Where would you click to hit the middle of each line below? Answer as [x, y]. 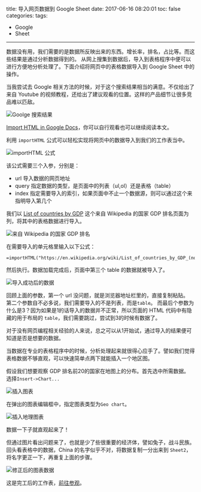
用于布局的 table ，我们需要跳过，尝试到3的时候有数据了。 [89, 318]
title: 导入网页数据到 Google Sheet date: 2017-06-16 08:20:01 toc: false [94, 9]
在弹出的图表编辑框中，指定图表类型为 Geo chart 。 [68, 404]
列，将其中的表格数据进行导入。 [45, 221]
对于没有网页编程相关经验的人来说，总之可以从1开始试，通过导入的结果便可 [99, 331]
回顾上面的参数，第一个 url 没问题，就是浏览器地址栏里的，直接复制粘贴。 [98, 295]
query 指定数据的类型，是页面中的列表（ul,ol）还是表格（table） [95, 186]
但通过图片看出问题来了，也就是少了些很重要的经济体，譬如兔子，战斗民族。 [100, 442]
